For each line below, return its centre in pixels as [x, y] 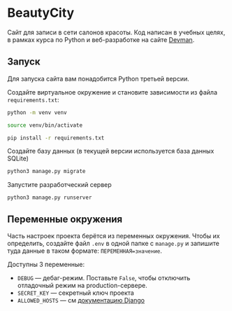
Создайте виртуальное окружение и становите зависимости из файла [113, 92]
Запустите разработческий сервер [59, 185]
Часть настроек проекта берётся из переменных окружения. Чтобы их [114, 236]
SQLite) [18, 158]
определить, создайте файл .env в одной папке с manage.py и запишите [114, 244]
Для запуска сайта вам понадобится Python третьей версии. [99, 78]
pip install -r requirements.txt [56, 138]
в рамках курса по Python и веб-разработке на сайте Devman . [101, 39]
